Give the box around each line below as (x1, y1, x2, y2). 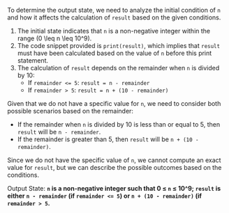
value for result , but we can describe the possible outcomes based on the (7, 164, 222, 171)
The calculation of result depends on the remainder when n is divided (17, 64, 220, 72)
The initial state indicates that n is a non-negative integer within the (17, 27, 211, 35)
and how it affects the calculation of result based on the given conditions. (7, 13, 221, 22)
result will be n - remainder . (17, 128, 101, 136)
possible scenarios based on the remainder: (7, 107, 134, 115)
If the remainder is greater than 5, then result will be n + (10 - (17, 135, 199, 143)
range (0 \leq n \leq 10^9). (17, 34, 92, 42)
